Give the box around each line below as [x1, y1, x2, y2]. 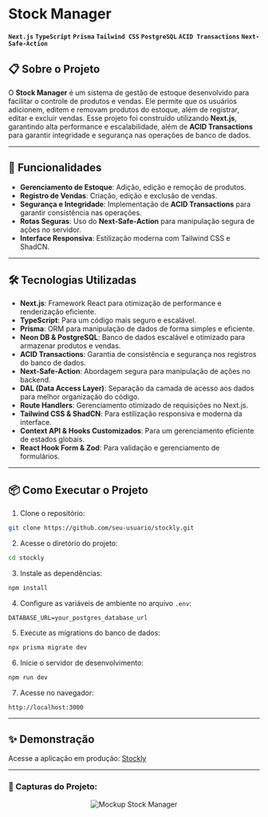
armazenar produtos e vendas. [19, 341, 121, 350]
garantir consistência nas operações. [19, 207, 142, 217]
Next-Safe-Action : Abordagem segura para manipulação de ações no [19, 366, 251, 376]
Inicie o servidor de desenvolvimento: [19, 658, 144, 667]
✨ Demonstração [8, 732, 95, 746]
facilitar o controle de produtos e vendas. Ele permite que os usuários [8, 96, 238, 106]
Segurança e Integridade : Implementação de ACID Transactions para [19, 199, 251, 209]
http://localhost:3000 [8, 703, 84, 711]
